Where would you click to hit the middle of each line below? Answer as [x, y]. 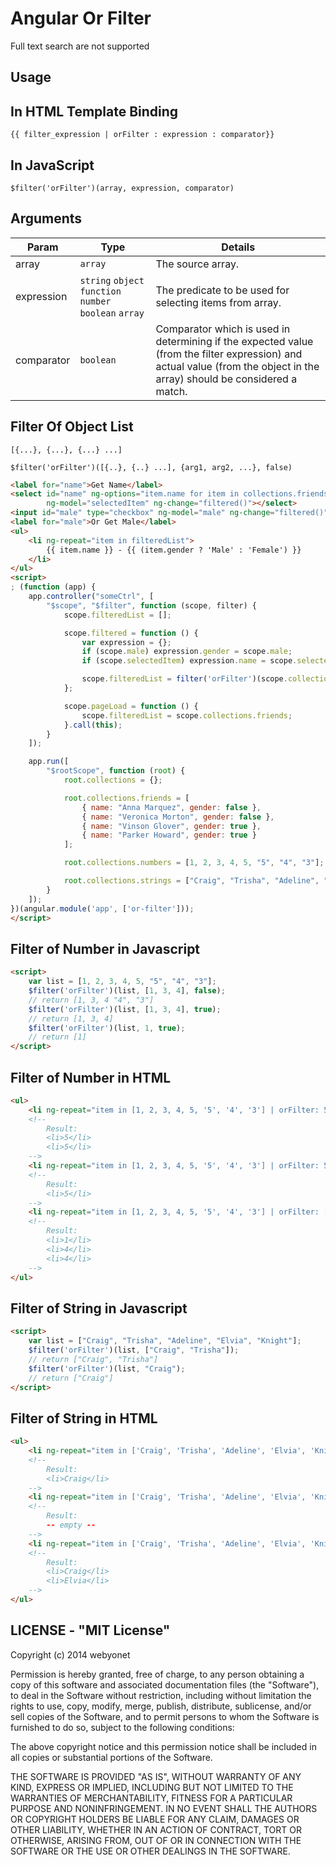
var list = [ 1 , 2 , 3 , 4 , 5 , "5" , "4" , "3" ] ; [122, 982]
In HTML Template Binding [94, 111]
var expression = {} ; [126, 642]
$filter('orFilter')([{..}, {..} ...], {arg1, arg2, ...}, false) [151, 467]
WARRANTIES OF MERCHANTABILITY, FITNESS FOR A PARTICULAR [151, 1798]
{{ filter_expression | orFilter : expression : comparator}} [142, 135]
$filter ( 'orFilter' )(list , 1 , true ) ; [107, 1028]
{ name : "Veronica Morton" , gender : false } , [178, 817]
